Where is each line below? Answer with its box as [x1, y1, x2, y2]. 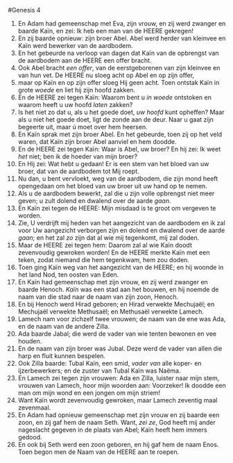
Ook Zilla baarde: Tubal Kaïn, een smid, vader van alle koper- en [17, 359, 202, 367]
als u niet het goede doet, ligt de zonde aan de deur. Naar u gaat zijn [17, 115, 214, 124]
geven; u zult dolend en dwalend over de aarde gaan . [17, 197, 171, 204]
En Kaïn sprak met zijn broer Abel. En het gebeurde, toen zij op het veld [17, 130, 223, 138]
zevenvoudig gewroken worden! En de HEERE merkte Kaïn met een [17, 248, 210, 257]
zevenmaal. [17, 403, 51, 412]
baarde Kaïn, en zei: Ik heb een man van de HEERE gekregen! [17, 27, 193, 35]
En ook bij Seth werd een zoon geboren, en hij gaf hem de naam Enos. [17, 441, 219, 448]
